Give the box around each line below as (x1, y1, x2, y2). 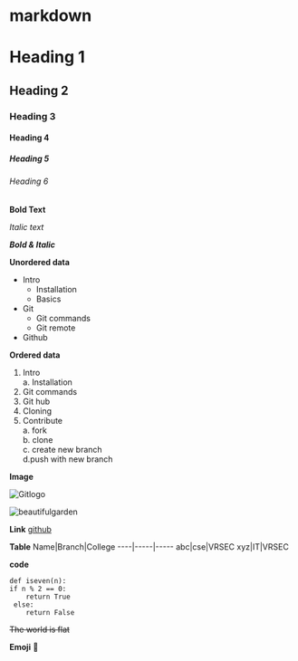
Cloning (22, 405, 53, 417)
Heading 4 (9, 132, 50, 143)
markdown (9, 5, 92, 26)
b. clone (22, 434, 53, 445)
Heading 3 (9, 110, 56, 122)
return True (25, 592, 71, 601)
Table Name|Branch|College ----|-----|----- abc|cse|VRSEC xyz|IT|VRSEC (9, 541, 290, 552)
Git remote (35, 322, 76, 333)
